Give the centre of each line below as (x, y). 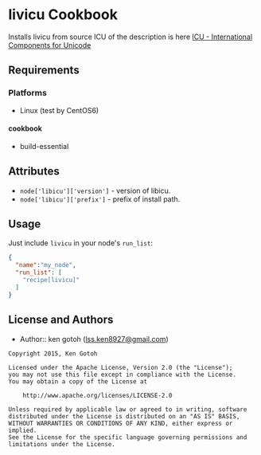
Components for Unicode (50, 45)
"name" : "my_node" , (46, 265)
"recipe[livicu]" (51, 280)
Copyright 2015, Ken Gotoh (53, 353)
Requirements (44, 71)
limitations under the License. (62, 444)
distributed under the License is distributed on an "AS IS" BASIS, (124, 416)
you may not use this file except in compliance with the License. (123, 375)
